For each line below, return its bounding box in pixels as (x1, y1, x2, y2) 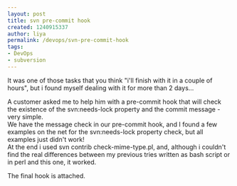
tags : (7, 43, 23, 50)
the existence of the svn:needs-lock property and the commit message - (7, 104, 221, 114)
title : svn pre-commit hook (7, 17, 91, 24)
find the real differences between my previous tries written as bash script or (7, 150, 231, 158)
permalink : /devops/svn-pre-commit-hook (7, 37, 130, 44)
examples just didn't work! (7, 135, 85, 143)
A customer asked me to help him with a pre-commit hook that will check (7, 97, 222, 106)
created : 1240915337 (7, 23, 69, 31)
